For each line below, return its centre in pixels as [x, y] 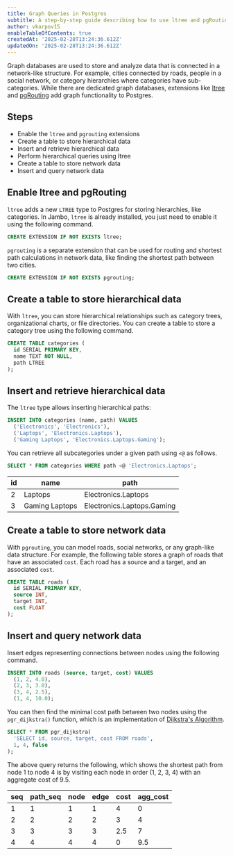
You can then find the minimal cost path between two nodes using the [107, 712]
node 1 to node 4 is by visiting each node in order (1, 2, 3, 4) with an [104, 772]
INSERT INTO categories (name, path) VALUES [72, 420]
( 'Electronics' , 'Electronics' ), [62, 427]
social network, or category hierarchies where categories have [97, 80]
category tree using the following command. [70, 331]
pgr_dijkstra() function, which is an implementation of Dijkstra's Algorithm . [116, 719]
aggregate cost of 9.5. [39, 780]
